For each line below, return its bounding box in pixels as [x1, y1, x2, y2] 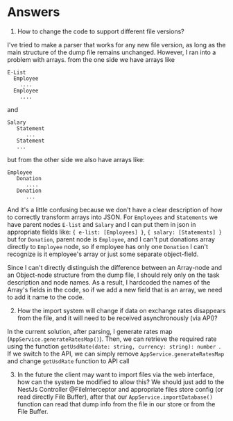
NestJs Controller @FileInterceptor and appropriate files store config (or [17, 385, 224, 393]
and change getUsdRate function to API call [7, 356, 130, 365]
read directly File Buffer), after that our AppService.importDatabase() [17, 392, 213, 401]
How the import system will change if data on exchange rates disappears [17, 306, 226, 315]
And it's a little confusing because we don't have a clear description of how [7, 205, 223, 214]
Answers [7, 4, 60, 20]
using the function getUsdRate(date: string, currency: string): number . [7, 342, 221, 350]
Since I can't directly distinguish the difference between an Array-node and [7, 263, 223, 271]
